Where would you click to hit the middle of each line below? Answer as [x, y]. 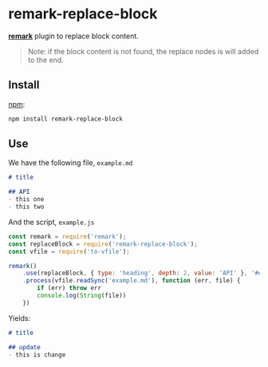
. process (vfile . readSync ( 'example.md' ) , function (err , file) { [132, 281]
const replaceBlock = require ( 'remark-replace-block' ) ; [103, 244]
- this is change [37, 355]
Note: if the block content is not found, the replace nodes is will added [143, 51]
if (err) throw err [69, 288]
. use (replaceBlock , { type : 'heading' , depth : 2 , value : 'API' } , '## [142, 273]
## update [25, 347]
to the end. [45, 60]
